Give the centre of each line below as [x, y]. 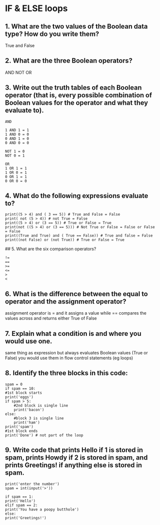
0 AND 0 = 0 [17, 143]
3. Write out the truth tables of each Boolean [73, 88]
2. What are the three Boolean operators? [69, 61]
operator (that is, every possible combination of [79, 95]
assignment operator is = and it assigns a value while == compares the [76, 313]
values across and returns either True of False [51, 318]
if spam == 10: [20, 388]
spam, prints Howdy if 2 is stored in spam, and [76, 458]
